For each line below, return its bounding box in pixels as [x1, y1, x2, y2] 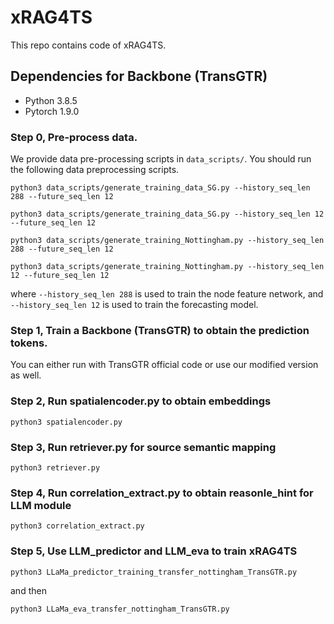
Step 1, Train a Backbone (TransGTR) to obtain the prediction [10, 323, 310, 337]
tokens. [10, 336, 48, 350]
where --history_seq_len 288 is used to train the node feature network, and [10, 288, 324, 300]
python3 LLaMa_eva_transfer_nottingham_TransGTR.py [10, 604, 230, 614]
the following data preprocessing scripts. [10, 164, 180, 176]
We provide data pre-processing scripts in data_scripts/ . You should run [10, 153, 312, 165]
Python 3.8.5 [24, 94, 78, 106]
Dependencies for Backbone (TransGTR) [10, 68, 268, 85]
